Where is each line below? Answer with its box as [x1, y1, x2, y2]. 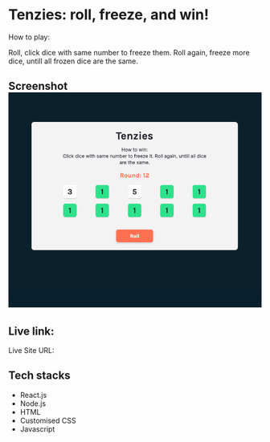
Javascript [19, 424, 55, 434]
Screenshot [8, 79, 68, 93]
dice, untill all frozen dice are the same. [8, 56, 138, 66]
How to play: [8, 32, 51, 42]
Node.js [19, 399, 47, 408]
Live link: [8, 324, 55, 338]
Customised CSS [19, 416, 76, 425]
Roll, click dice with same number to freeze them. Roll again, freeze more [8, 47, 251, 57]
